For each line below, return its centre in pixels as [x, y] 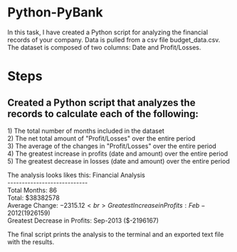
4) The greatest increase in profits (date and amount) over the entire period [118, 153]
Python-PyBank [55, 12]
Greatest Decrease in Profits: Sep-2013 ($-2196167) [83, 220]
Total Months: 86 [32, 190]
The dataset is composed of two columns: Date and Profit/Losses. [104, 47]
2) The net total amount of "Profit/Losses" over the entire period [101, 138]
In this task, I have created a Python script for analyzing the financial [108, 32]
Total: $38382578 [34, 198]
